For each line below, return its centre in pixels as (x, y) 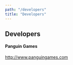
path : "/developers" (26, 10)
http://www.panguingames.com (36, 57)
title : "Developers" (26, 14)
